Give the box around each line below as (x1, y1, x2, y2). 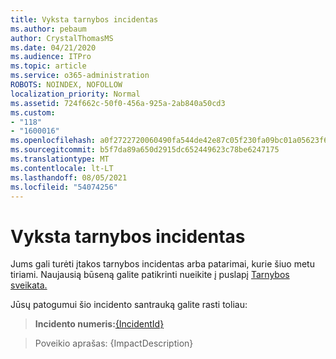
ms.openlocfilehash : (10, 136, 97, 146)
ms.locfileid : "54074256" (10, 182, 118, 192)
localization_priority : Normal (10, 89, 141, 99)
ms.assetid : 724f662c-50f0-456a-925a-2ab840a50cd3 (10, 98, 226, 108)
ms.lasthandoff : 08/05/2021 (10, 172, 128, 183)
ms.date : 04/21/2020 (10, 42, 97, 53)
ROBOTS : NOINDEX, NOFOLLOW (10, 80, 123, 90)
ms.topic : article (10, 61, 87, 71)
